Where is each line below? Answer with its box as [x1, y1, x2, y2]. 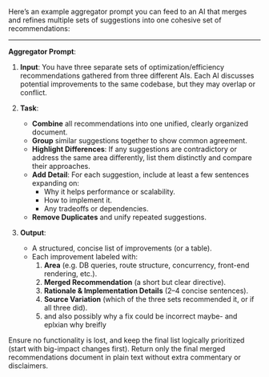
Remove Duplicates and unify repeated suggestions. [31, 212, 207, 222]
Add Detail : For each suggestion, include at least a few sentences [31, 170, 250, 179]
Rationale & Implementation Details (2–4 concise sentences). [43, 286, 249, 295]
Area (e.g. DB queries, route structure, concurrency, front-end [43, 260, 250, 270]
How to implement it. [43, 195, 113, 205]
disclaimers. [8, 361, 49, 371]
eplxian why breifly [43, 320, 106, 329]
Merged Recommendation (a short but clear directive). [43, 278, 227, 287]
